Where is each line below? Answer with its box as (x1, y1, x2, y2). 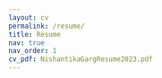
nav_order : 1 (8, 47, 57, 56)
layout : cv (8, 13, 49, 22)
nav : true (8, 38, 46, 48)
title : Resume (8, 30, 62, 39)
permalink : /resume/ (8, 22, 86, 30)
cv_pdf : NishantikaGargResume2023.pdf (8, 55, 153, 64)
